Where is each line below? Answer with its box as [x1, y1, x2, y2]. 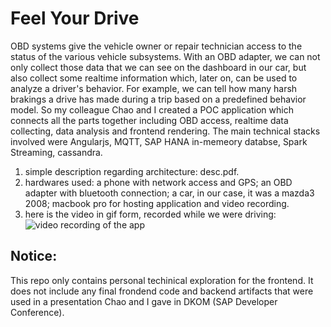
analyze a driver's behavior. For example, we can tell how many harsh [10, 82, 298, 94]
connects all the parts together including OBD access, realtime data [10, 114, 289, 126]
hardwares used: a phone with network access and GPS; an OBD [24, 176, 293, 188]
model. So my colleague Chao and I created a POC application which [10, 103, 294, 116]
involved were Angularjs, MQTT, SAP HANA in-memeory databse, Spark [10, 135, 308, 147]
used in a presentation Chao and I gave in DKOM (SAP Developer [10, 295, 278, 307]
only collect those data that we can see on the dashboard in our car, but [10, 61, 307, 73]
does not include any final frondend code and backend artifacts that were [10, 285, 314, 297]
